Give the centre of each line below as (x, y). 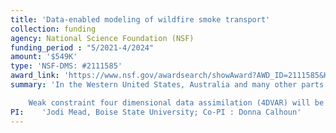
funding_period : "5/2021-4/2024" (82, 47)
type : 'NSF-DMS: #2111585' (66, 66)
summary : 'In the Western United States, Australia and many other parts (167, 85)
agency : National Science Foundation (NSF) (102, 38)
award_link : (35, 76)
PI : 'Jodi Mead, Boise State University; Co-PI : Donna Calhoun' (156, 112)
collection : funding (53, 29)
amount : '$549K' (44, 57)
